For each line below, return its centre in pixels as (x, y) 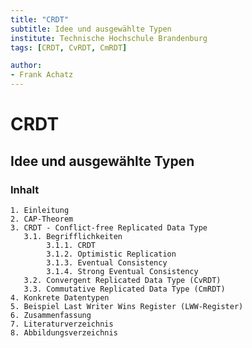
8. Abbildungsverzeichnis (64, 332)
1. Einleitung (40, 210)
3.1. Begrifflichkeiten (73, 236)
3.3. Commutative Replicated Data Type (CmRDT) (124, 289)
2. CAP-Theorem (42, 219)
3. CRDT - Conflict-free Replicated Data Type (109, 227)
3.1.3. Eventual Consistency (107, 262)
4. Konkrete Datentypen (60, 297)
